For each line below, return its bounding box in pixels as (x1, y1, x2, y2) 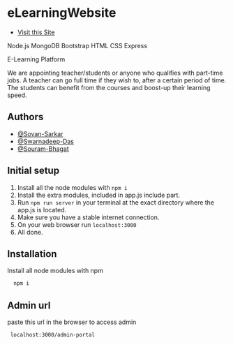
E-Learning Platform (7, 54, 66, 64)
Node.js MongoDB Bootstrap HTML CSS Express (7, 41, 148, 50)
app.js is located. (17, 205, 67, 214)
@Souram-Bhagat (17, 145, 70, 153)
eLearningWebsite (7, 5, 116, 21)
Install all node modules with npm (7, 267, 103, 275)
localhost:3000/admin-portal (10, 332, 96, 339)
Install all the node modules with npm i (17, 183, 128, 191)
